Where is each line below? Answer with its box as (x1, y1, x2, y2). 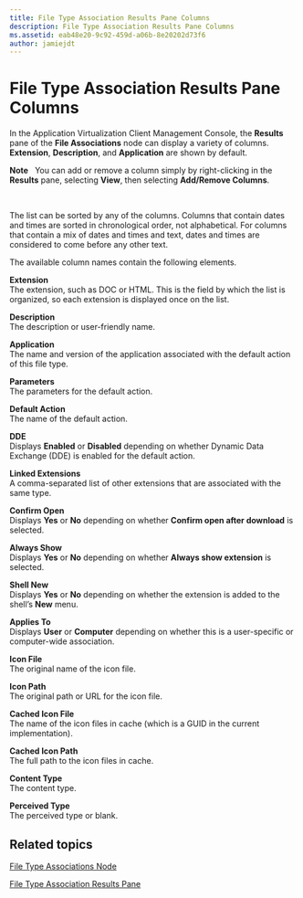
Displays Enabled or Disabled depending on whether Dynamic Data (9, 440, 265, 452)
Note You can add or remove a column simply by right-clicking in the (9, 165, 273, 176)
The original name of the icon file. (9, 663, 137, 674)
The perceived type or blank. (9, 810, 119, 821)
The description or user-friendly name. (9, 322, 155, 333)
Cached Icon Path (9, 745, 78, 756)
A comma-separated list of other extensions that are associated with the (9, 478, 281, 489)
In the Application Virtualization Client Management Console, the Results (9, 128, 284, 139)
